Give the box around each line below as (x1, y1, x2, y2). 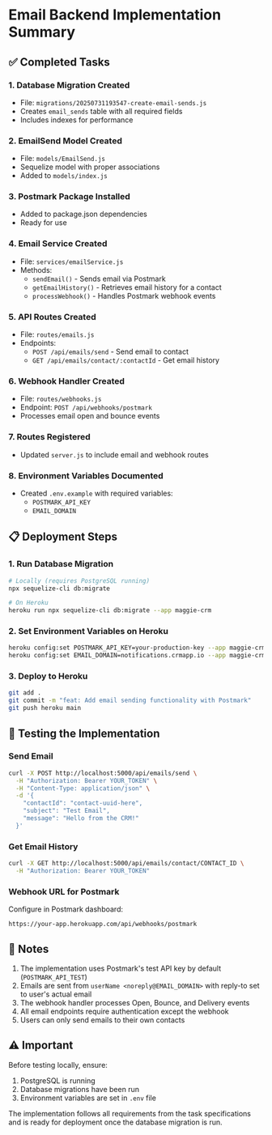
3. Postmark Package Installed (8, 191, 131, 202)
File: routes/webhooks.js (19, 394, 102, 404)
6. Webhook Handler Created (8, 375, 125, 386)
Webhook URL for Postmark (8, 886, 120, 897)
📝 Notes (8, 942, 49, 956)
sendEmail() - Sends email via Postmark (32, 274, 166, 283)
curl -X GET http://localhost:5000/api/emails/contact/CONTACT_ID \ (8, 860, 244, 868)
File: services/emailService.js (19, 257, 124, 266)
